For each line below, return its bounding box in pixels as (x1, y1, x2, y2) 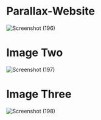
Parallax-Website (6, 4, 96, 18)
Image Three (6, 87, 72, 101)
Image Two (6, 46, 63, 60)
